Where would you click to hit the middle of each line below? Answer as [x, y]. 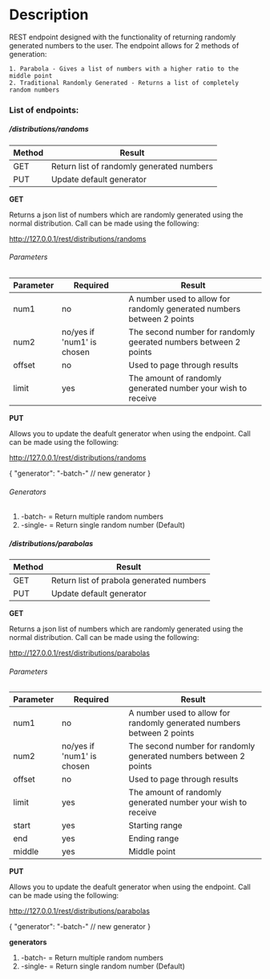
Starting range [155, 826]
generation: [28, 54]
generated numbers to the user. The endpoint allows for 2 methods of [124, 45]
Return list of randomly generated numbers [132, 166]
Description [49, 15]
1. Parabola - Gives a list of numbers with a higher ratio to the [124, 69]
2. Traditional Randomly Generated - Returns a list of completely [124, 83]
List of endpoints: [44, 110]
